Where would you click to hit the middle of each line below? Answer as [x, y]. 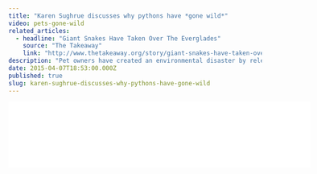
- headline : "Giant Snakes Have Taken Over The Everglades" [118, 38]
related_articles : [39, 31]
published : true [35, 76]
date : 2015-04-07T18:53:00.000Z [62, 68]
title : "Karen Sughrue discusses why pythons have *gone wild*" [118, 16]
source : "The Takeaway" [63, 46]
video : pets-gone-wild [46, 23]
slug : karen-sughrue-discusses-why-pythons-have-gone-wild [109, 83]
